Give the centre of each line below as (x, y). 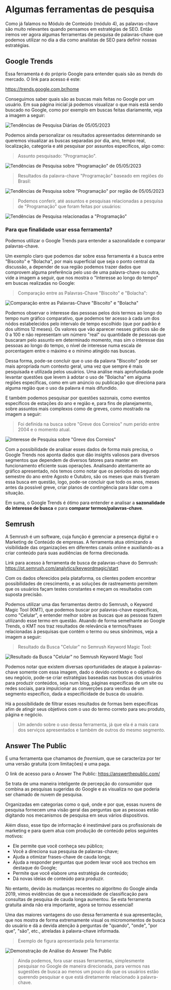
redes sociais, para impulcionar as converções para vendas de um (75, 688)
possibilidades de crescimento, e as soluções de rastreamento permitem (81, 583)
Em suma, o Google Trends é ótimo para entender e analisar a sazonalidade (85, 503)
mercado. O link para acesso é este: (43, 79)
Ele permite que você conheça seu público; (58, 846)
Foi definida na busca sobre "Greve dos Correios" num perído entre (89, 424)
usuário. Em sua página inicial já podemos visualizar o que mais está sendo (84, 104)
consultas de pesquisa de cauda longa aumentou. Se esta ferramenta (78, 899)
